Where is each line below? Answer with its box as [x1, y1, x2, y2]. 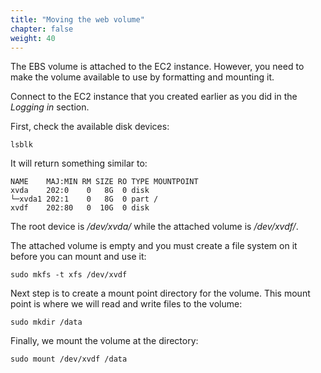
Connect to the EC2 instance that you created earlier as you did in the [10, 91, 298, 103]
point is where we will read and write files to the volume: [10, 298, 243, 310]
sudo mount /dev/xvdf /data [10, 354, 128, 365]
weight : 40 [10, 33, 56, 43]
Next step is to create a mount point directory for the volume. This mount [10, 287, 311, 300]
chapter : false [10, 24, 74, 34]
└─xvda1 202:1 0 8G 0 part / [10, 194, 159, 205]
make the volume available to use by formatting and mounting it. [10, 71, 275, 83]
